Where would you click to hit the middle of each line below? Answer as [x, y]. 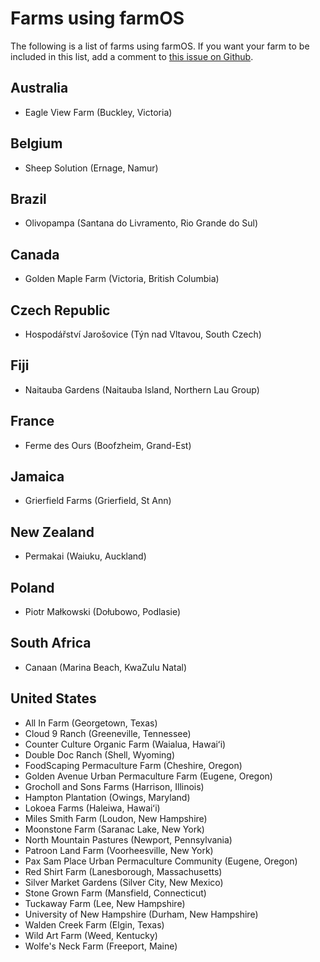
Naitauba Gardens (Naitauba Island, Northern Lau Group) [142, 389]
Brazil [28, 198]
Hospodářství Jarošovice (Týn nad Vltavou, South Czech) [143, 334]
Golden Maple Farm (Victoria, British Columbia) [122, 279]
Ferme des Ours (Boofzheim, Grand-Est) [108, 445]
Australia [39, 88]
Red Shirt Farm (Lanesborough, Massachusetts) [123, 871]
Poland [32, 587]
